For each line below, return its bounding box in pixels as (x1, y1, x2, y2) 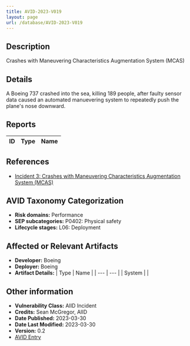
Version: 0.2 (14, 327, 46, 334)
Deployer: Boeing (14, 263, 58, 270)
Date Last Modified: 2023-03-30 (14, 321, 96, 328)
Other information (6, 286, 74, 296)
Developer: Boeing (14, 257, 61, 264)
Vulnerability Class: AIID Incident (14, 302, 97, 309)
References (6, 157, 49, 167)
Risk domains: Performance (14, 211, 84, 218)
